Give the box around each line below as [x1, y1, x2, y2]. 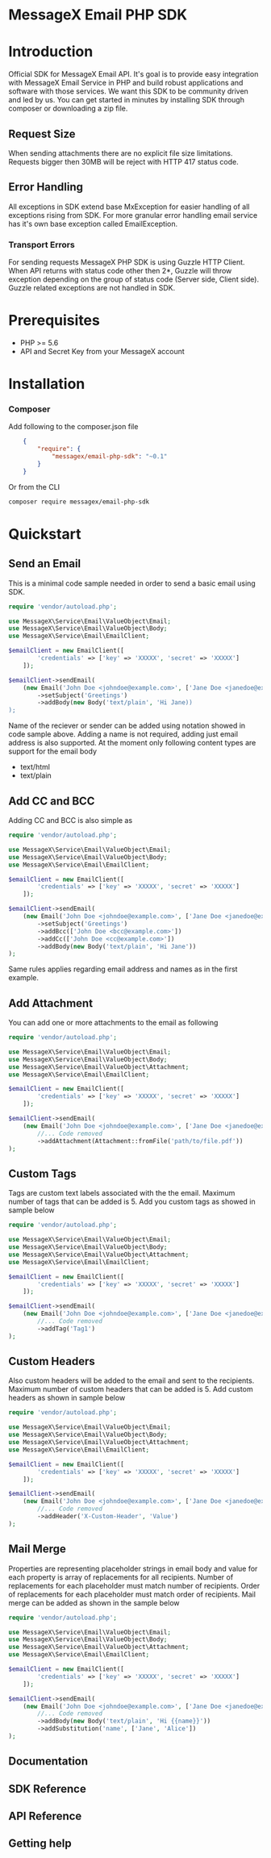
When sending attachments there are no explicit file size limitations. [8, 148, 233, 158]
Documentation [8, 1755, 89, 1768]
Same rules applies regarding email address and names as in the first [8, 964, 238, 974]
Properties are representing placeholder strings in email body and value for [8, 1564, 258, 1573]
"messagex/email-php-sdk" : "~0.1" [51, 453, 168, 461]
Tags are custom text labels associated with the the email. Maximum [8, 1188, 236, 1198]
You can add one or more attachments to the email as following [8, 1018, 219, 1028]
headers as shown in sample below [8, 1393, 126, 1403]
